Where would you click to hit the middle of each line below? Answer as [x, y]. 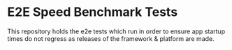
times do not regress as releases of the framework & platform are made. [111, 38]
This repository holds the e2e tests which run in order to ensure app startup [116, 31]
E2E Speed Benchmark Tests [93, 12]
